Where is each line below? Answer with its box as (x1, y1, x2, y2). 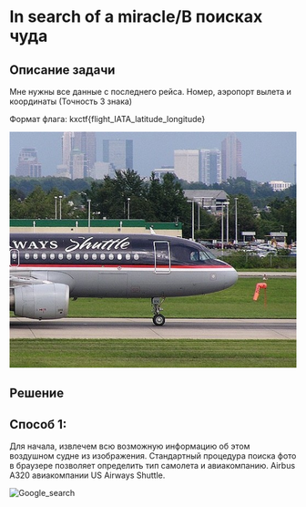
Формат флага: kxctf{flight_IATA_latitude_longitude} (9, 114, 206, 124)
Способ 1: (9, 417, 67, 432)
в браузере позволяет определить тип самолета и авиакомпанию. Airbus (9, 460, 296, 471)
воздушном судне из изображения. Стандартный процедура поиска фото (9, 450, 297, 461)
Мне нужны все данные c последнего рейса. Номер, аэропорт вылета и (9, 87, 291, 97)
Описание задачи (9, 62, 116, 78)
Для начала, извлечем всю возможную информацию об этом (9, 440, 250, 452)
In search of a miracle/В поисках (9, 6, 263, 27)
